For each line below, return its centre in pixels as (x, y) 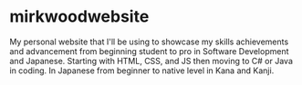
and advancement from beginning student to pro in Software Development (149, 51)
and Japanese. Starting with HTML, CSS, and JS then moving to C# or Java (151, 61)
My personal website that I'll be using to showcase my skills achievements (149, 42)
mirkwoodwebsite (79, 17)
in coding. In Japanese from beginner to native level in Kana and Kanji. (142, 71)
